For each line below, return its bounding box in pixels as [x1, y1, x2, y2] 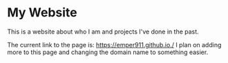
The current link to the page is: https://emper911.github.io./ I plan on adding [7, 40, 222, 49]
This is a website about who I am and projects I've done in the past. [7, 27, 199, 36]
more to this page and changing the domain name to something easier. [7, 48, 209, 56]
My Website [7, 5, 77, 21]
